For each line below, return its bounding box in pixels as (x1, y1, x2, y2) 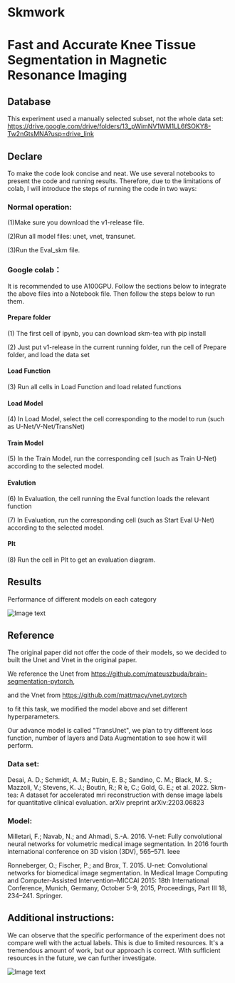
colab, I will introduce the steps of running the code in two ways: (7, 185, 197, 192)
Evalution (7, 478, 36, 487)
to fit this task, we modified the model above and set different (7, 705, 188, 714)
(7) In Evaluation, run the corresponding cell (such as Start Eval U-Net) (7, 515, 215, 524)
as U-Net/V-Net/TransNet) (7, 422, 85, 431)
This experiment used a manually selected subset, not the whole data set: (7, 115, 224, 123)
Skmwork (7, 4, 66, 21)
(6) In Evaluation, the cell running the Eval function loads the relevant (7, 494, 210, 503)
